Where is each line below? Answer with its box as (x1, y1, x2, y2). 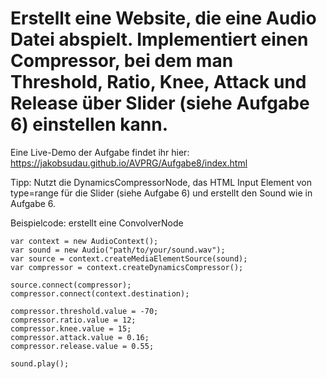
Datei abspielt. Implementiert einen (10, 28, 309, 51)
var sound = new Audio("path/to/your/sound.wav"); (10, 245, 226, 255)
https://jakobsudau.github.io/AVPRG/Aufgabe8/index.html (10, 157, 248, 169)
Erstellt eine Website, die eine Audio (10, 7, 317, 30)
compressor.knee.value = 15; (10, 323, 132, 334)
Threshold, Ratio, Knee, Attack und (10, 71, 307, 94)
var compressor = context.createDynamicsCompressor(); (10, 262, 244, 272)
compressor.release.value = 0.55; (10, 341, 155, 351)
